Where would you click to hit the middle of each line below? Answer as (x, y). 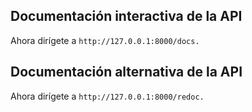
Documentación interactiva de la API (126, 16)
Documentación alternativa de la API (126, 72)
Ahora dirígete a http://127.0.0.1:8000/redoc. (107, 96)
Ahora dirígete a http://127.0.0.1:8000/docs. (105, 40)
